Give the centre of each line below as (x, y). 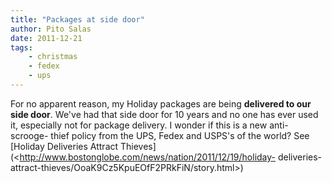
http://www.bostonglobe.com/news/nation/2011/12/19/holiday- (148, 157)
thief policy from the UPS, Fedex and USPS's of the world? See (180, 135)
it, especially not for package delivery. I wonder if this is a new (139, 125)
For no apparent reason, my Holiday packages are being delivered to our (161, 103)
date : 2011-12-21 (46, 38)
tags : (21, 47)
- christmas (53, 57)
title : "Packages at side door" (77, 19)
